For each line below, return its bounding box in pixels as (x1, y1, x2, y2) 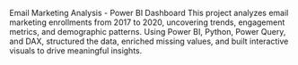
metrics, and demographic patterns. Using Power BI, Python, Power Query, (9, 27, 286, 37)
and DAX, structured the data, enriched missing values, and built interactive (9, 36, 289, 46)
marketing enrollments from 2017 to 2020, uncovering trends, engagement (9, 17, 285, 28)
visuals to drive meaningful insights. (9, 45, 143, 56)
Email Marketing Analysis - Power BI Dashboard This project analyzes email (9, 8, 289, 18)
